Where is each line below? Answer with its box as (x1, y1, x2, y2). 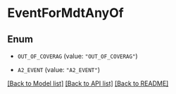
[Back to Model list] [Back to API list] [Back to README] (7, 79, 169, 88)
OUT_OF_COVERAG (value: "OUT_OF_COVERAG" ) (17, 52, 139, 60)
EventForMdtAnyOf (7, 5, 125, 21)
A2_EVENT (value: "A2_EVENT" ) (17, 66, 101, 74)
